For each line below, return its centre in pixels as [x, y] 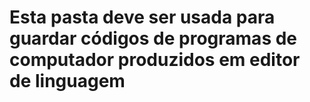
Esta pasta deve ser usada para [142, 17]
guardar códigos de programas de [153, 38]
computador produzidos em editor [155, 60]
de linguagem [67, 81]
